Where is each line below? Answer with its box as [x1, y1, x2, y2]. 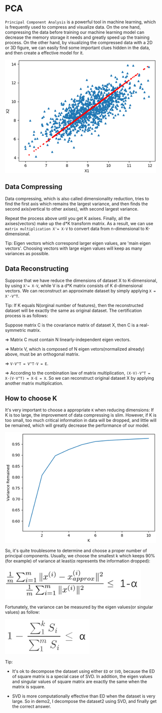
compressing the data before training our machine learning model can [5, 29, 145, 35]
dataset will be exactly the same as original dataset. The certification [5, 308, 142, 313]
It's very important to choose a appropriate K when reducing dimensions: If [5, 407, 154, 413]
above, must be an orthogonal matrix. [5, 351, 80, 357]
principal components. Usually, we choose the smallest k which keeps [5, 553, 145, 559]
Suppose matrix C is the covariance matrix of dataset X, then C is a [5, 322, 139, 328]
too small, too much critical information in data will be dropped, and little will [5, 418, 157, 423]
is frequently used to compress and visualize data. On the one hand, [5, 24, 141, 30]
